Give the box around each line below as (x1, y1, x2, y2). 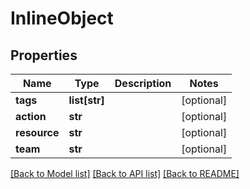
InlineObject (10, 7, 114, 30)
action (15, 110, 47, 123)
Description (114, 77, 172, 90)
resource (15, 126, 60, 139)
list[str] (68, 93, 105, 107)
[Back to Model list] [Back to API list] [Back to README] (10, 168, 240, 179)
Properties (10, 47, 78, 64)
